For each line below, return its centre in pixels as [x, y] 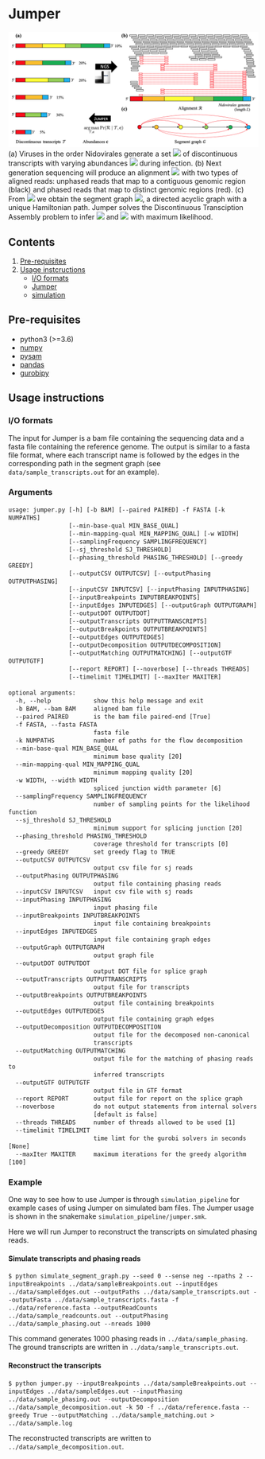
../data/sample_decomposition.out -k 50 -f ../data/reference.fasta [124, 1407]
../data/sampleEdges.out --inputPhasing [115, 1391]
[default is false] [125, 1115]
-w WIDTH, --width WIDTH [56, 780]
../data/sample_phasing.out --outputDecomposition [94, 1399]
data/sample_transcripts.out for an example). [84, 472]
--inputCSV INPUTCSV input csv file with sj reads [104, 892]
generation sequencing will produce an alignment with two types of [123, 173]
